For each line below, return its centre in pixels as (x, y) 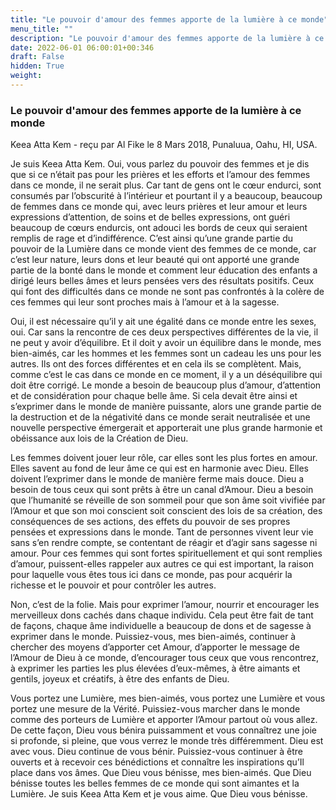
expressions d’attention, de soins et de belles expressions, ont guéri (150, 217)
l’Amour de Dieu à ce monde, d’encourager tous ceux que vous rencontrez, (165, 658)
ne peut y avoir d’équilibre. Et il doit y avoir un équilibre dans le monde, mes (166, 343)
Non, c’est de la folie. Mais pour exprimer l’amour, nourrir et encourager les (165, 605)
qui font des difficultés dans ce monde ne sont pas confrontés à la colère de (167, 292)
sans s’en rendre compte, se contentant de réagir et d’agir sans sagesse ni (164, 543)
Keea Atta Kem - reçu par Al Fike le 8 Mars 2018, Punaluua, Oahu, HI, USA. (164, 145)
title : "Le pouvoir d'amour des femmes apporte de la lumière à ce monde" (169, 19)
